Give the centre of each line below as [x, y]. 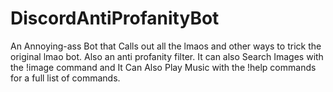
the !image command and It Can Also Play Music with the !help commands [163, 67]
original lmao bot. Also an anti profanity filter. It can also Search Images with [167, 56]
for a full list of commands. [65, 78]
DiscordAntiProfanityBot [115, 18]
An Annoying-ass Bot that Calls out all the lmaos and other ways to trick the [166, 46]
